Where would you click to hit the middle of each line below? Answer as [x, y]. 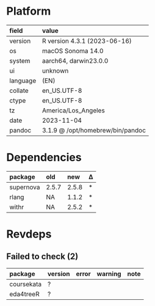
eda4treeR [24, 294]
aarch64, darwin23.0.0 [75, 60]
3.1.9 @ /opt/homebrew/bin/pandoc [94, 130]
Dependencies [44, 158]
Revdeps [29, 234]
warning [109, 274]
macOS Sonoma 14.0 [73, 51]
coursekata [26, 284]
